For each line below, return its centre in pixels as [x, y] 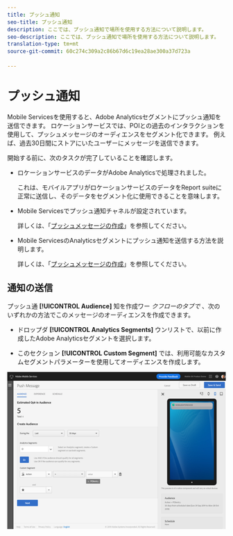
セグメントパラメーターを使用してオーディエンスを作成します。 [114, 361]
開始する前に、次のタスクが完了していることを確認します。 [92, 157]
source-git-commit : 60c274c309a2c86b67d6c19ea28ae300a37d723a [99, 52]
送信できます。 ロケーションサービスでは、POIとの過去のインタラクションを [116, 125]
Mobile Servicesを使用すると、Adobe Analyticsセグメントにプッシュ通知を [114, 117]
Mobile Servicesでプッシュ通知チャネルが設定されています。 [104, 211]
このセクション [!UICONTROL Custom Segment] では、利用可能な [112, 353]
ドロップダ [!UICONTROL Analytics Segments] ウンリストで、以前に [116, 329]
